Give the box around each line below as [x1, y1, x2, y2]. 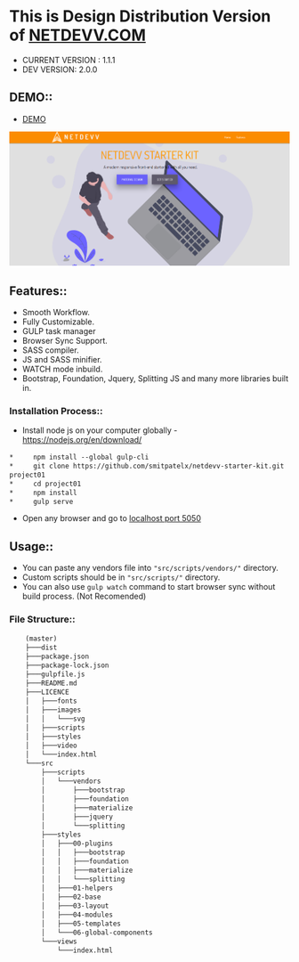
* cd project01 [9, 479, 82, 489]
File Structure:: [9, 613, 76, 625]
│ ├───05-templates [41, 919, 122, 928]
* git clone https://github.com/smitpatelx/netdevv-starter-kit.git [9, 461, 285, 471]
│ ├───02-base [41, 893, 101, 901]
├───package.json [25, 652, 90, 661]
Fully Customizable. [21, 316, 95, 327]
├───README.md [25, 679, 77, 688]
